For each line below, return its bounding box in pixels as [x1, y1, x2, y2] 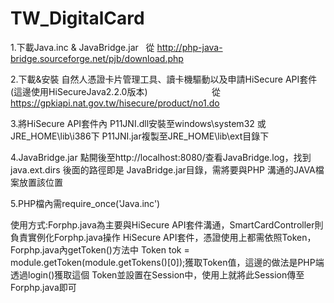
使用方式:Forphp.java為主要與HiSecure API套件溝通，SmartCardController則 [10, 218, 324, 231]
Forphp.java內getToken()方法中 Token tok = [10, 243, 190, 256]
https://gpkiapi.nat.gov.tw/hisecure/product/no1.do [10, 97, 220, 109]
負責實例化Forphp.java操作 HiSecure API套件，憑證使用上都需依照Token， [10, 231, 317, 243]
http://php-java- [156, 41, 223, 53]
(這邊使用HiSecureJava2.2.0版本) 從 [10, 85, 221, 97]
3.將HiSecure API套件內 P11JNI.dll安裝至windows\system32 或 [10, 117, 267, 129]
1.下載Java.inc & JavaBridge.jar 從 [10, 41, 155, 53]
